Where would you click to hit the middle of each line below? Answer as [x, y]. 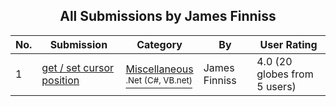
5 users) [276, 86]
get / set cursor [78, 67]
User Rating [288, 44]
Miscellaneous [159, 69]
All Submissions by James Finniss [168, 16]
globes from [285, 74]
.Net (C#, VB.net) [159, 80]
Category [159, 44]
